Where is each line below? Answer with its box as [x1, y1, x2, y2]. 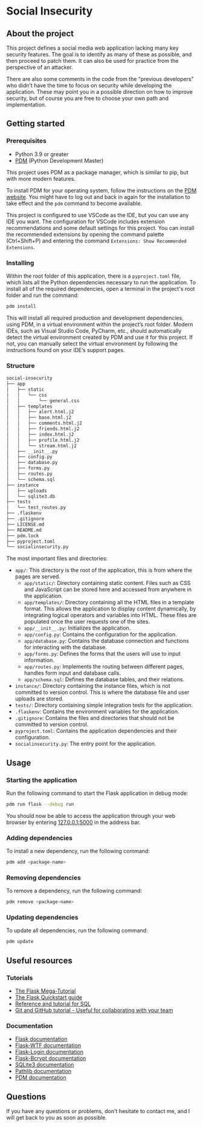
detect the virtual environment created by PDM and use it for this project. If [6, 333, 193, 341]
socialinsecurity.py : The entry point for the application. [14, 740, 156, 748]
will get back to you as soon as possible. [6, 1114, 108, 1122]
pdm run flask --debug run [6, 801, 74, 807]
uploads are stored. [14, 695, 64, 702]
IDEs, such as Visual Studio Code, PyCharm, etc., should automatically [6, 327, 182, 334]
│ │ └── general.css [6, 397, 80, 403]
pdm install [6, 303, 36, 309]
